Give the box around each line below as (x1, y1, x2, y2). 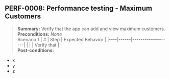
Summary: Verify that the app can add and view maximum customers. (17, 25, 165, 32)
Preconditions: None (17, 31, 62, 37)
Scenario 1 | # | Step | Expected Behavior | (17, 36, 107, 42)
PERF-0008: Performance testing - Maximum (5, 4, 153, 13)
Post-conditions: (17, 47, 54, 53)
